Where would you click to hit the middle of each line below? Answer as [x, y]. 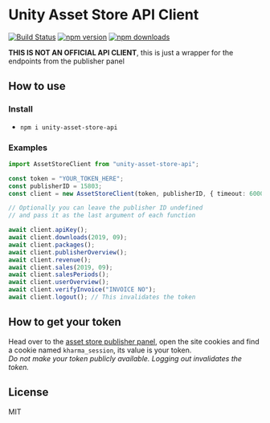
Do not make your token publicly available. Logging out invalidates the [125, 358]
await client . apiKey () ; [48, 230]
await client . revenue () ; [50, 260]
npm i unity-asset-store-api [69, 127]
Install [21, 109]
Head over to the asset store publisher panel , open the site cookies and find [134, 341]
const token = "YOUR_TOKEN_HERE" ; [66, 178]
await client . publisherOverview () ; [68, 252]
